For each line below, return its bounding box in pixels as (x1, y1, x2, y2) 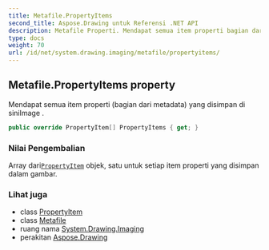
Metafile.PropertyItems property (8, 78, 176, 92)
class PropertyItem (19, 207, 82, 216)
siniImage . (8, 108, 45, 117)
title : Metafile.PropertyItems (8, 11, 113, 20)
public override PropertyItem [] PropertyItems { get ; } (8, 123, 199, 132)
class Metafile (19, 216, 66, 225)
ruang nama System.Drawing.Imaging (19, 224, 145, 234)
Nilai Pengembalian (8, 142, 86, 153)
